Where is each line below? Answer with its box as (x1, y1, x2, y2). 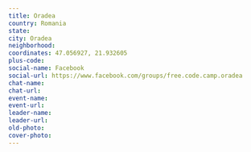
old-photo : (8, 124, 45, 132)
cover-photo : (8, 131, 52, 139)
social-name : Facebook (8, 64, 84, 72)
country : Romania (8, 19, 67, 27)
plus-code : (8, 57, 45, 65)
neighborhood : (8, 42, 56, 50)
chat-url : (8, 86, 42, 95)
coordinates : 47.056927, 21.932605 (8, 49, 128, 57)
